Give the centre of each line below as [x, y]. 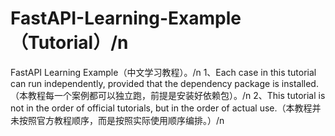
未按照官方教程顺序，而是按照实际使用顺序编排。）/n [117, 120]
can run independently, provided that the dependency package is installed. [164, 83]
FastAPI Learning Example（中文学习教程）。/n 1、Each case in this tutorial [163, 72]
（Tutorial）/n [69, 43]
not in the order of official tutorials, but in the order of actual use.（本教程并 [166, 108]
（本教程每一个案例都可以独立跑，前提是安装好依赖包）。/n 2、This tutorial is [168, 95]
